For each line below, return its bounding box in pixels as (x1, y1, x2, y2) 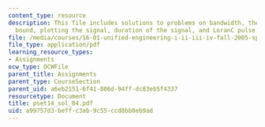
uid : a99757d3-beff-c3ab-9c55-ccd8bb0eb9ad (8, 107, 154, 115)
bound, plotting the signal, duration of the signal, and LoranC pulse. (15, 26, 259, 34)
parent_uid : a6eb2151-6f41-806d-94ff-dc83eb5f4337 (8, 84, 178, 93)
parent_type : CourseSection (8, 77, 101, 85)
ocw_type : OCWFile (8, 63, 69, 71)
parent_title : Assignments (8, 70, 97, 78)
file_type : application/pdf (8, 41, 101, 49)
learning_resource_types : (8, 48, 93, 56)
